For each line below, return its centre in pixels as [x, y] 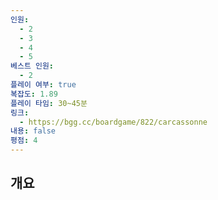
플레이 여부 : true [43, 85]
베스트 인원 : [32, 66]
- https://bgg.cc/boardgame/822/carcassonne [113, 122]
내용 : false [33, 131]
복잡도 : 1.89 [34, 94]
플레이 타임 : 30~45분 [49, 103]
